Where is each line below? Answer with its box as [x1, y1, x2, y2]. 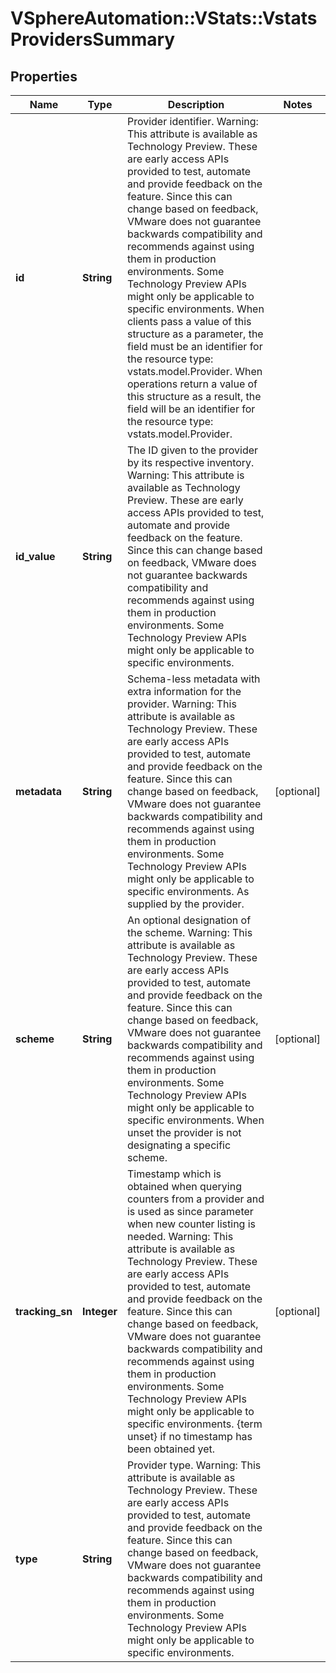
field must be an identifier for [126, 340, 263, 353]
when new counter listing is [126, 1217, 257, 1231]
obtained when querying [126, 1180, 242, 1193]
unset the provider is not [126, 1126, 242, 1139]
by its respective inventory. [126, 456, 255, 469]
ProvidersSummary [10, 28, 176, 51]
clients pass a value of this [126, 315, 252, 328]
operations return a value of [126, 377, 258, 391]
